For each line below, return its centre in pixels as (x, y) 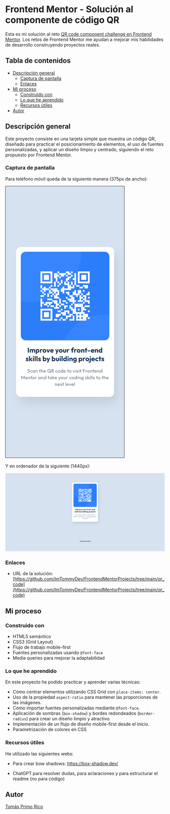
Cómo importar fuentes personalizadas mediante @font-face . (76, 708)
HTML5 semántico (32, 636)
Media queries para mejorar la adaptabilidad (59, 658)
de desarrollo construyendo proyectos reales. (53, 45)
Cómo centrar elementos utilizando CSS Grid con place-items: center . (87, 692)
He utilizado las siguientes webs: (39, 754)
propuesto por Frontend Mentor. (39, 155)
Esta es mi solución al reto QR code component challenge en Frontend (78, 34)
